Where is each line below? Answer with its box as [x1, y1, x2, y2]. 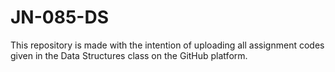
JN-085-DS [10, 6, 109, 29]
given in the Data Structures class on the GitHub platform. [10, 49, 248, 61]
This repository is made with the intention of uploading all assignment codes [10, 39, 325, 51]
